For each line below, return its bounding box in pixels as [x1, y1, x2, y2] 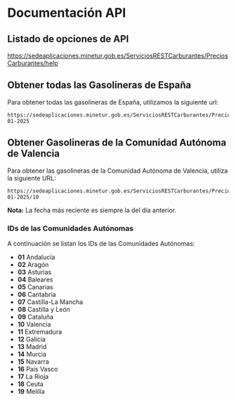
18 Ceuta [17, 379, 44, 388]
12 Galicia [17, 335, 46, 343]
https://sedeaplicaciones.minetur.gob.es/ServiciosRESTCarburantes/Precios [7, 51, 228, 60]
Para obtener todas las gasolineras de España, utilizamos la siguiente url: [7, 98, 219, 106]
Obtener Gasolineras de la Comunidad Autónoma [7, 137, 227, 149]
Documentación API [7, 5, 126, 21]
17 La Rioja [17, 372, 49, 381]
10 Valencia [17, 320, 51, 328]
